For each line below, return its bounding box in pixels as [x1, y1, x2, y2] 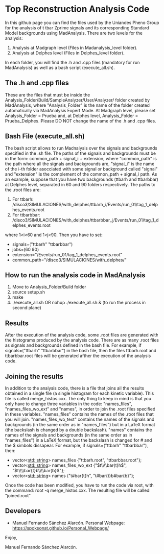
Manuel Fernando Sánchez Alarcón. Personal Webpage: [12, 520, 125, 526]
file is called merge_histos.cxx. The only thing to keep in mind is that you [5, 396, 152, 401]
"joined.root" [5, 493, 31, 498]
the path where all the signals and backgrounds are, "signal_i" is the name [5, 161, 155, 167]
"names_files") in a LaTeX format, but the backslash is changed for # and [5, 437, 152, 443]
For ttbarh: [12, 196, 34, 202]
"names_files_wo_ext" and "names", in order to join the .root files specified [5, 406, 156, 412]
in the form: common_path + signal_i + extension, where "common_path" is [5, 155, 157, 161]
